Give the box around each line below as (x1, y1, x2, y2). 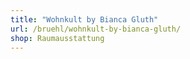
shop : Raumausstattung (10, 33, 105, 43)
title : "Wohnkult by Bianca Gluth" (10, 14, 159, 25)
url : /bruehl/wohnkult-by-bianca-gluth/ (10, 24, 182, 34)
